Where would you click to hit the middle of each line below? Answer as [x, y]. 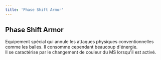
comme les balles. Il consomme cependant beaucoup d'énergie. [71, 47]
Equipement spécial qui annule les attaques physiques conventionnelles [79, 42]
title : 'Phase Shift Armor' [35, 10]
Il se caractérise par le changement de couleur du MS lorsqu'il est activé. [81, 52]
